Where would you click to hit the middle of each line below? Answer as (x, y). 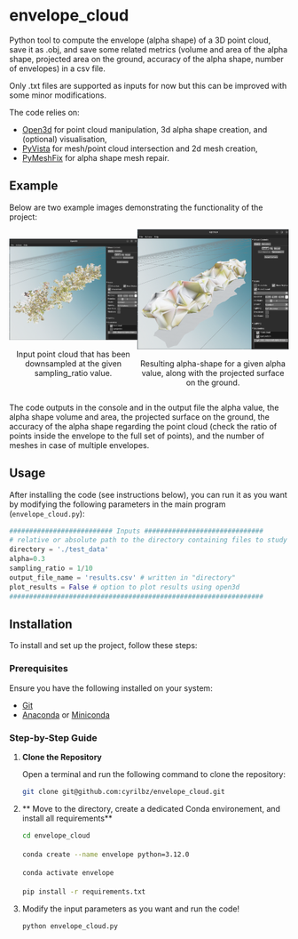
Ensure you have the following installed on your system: (111, 688)
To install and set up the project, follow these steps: (103, 646)
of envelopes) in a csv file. (58, 68)
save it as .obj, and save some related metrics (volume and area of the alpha (149, 49)
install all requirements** (67, 818)
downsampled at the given (74, 363)
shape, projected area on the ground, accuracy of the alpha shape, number (146, 59)
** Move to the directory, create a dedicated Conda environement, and (151, 808)
